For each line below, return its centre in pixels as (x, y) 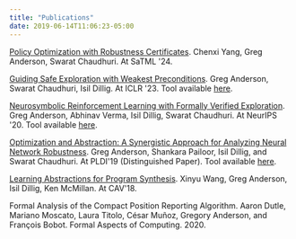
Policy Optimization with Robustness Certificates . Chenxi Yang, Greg (136, 51)
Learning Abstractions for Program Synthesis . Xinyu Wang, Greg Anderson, (148, 178)
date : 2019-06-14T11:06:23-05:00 (72, 26)
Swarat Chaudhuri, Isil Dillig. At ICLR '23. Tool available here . (121, 88)
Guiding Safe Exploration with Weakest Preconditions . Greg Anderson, (139, 78)
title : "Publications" (52, 18)
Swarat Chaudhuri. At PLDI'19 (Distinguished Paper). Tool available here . (143, 161)
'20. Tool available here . (53, 124)
